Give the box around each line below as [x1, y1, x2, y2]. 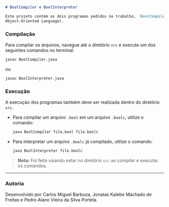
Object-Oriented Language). [5, 18, 64, 24]
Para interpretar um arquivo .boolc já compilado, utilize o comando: [12, 139, 153, 145]
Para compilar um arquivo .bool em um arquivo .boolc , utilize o [12, 114, 144, 120]
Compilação [5, 30, 36, 37]
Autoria [5, 180, 24, 187]
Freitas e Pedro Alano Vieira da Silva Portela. [5, 197, 98, 203]
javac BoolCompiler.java [5, 57, 57, 62]
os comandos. [17, 163, 47, 169]
